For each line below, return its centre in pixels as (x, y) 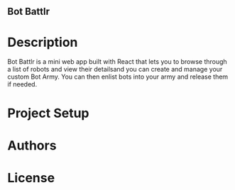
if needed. (22, 84)
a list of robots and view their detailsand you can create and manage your (115, 69)
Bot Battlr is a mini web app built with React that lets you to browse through (117, 62)
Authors (32, 145)
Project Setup (49, 113)
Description (43, 42)
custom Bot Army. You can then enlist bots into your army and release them (118, 77)
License (31, 178)
